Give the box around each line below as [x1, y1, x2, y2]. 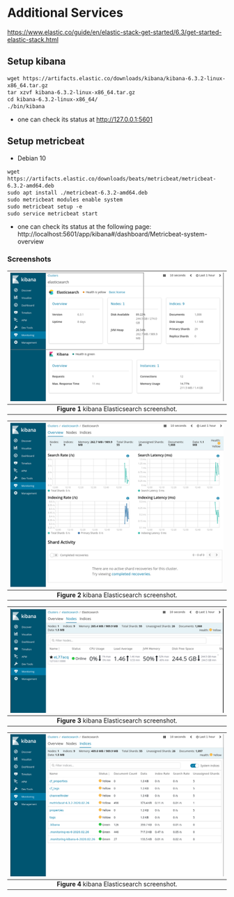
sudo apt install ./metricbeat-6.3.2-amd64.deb [7, 189, 148, 196]
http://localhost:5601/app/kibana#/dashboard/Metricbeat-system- [17, 229, 208, 238]
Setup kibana [7, 56, 66, 68]
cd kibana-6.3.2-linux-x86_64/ [7, 96, 98, 103]
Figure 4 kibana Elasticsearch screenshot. [56, 880, 178, 889]
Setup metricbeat [7, 135, 85, 147]
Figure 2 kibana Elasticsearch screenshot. [56, 591, 178, 599]
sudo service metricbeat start [7, 210, 98, 217]
